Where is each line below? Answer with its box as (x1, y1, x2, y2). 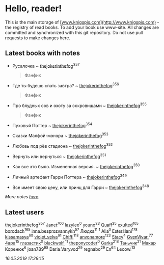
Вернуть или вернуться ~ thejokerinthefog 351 (12, 153, 107, 159)
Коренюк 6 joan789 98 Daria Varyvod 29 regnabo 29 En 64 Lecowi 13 (5, 245, 136, 252)
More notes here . (5, 194, 40, 200)
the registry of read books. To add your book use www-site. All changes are (5, 24, 159, 30)
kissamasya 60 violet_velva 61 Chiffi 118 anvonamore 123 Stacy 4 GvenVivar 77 (5, 233, 153, 240)
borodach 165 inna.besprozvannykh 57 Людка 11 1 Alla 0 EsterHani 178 (5, 227, 138, 234)
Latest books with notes (5, 49, 80, 57)
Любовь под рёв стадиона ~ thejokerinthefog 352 (12, 142, 113, 149)
